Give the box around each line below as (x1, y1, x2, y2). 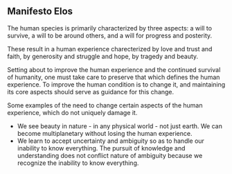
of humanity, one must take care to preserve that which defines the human (7, 73, 220, 81)
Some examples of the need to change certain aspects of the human (7, 101, 203, 110)
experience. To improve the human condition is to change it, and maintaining (7, 80, 226, 89)
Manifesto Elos (7, 6, 73, 17)
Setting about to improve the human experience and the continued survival (7, 65, 221, 73)
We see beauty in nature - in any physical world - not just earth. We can (17, 121, 223, 130)
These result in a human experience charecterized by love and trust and (7, 44, 213, 53)
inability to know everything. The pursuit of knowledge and (17, 143, 186, 152)
